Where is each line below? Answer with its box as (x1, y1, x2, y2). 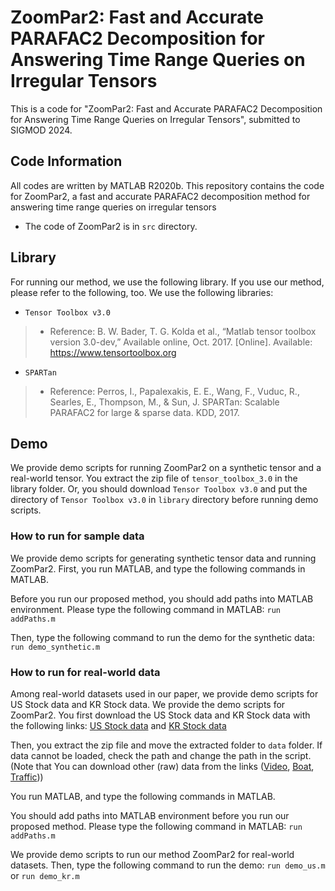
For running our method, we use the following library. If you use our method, (10, 276, 325, 288)
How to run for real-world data (10, 665, 161, 679)
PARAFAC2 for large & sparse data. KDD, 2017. (49, 406, 240, 418)
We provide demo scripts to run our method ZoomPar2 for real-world (10, 848, 295, 860)
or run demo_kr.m (10, 869, 80, 881)
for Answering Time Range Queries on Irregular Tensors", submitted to (10, 113, 301, 125)
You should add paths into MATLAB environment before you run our (10, 809, 290, 821)
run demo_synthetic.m (10, 642, 101, 652)
